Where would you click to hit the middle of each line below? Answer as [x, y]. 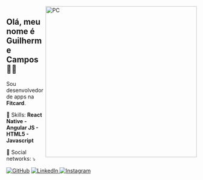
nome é [21, 32]
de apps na [20, 97]
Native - [17, 121]
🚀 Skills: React [24, 115]
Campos [22, 60]
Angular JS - [22, 127]
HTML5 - [18, 134]
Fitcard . [16, 103]
